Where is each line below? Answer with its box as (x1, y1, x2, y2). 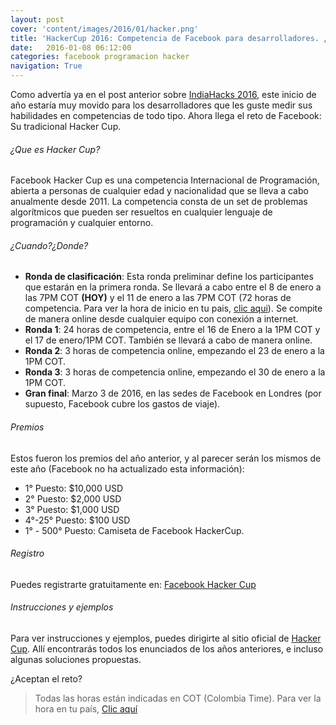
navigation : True (10, 61, 83, 71)
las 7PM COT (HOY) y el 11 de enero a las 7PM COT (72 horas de (24, 292, 292, 304)
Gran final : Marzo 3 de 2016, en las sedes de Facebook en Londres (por (24, 387, 322, 400)
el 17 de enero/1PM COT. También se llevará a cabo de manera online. (24, 334, 313, 346)
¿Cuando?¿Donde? (10, 239, 89, 251)
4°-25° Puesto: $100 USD (24, 514, 131, 526)
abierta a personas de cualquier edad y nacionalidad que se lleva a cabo (10, 185, 309, 197)
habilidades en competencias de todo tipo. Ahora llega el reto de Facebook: (10, 110, 322, 121)
